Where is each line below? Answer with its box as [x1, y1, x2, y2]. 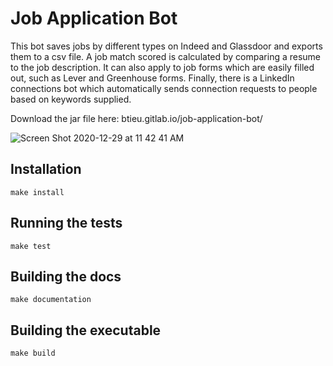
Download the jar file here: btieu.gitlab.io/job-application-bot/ [10, 112, 263, 124]
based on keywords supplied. [10, 93, 132, 105]
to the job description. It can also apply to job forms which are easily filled [10, 61, 315, 73]
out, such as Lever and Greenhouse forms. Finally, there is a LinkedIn [10, 72, 295, 84]
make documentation [10, 295, 92, 305]
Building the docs [10, 268, 122, 285]
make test [10, 241, 52, 251]
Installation [10, 161, 82, 178]
